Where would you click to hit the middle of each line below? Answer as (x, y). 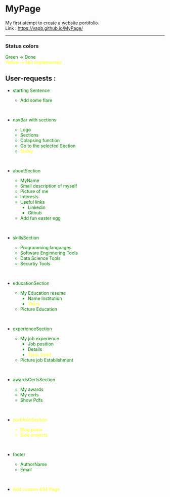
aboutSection (27, 171)
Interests (29, 197)
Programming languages (46, 248)
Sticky (27, 151)
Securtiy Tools (35, 264)
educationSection (31, 283)
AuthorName (33, 464)
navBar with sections (34, 120)
